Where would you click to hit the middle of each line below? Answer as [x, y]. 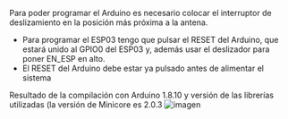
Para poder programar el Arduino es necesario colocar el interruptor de [140, 13]
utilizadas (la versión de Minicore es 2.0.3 [86, 105]
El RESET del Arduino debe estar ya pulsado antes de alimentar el [143, 68]
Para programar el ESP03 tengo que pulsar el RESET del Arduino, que [150, 40]
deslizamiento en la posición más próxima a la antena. [109, 22]
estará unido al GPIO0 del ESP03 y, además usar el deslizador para [146, 49]
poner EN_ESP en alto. [64, 59]
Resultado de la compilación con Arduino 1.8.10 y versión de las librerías [142, 95]
